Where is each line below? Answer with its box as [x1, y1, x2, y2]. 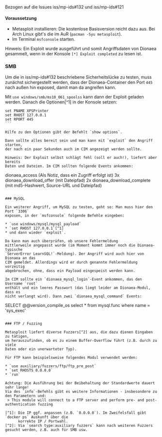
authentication [5, 402, 36, 407]
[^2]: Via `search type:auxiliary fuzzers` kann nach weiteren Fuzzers [5, 423, 153, 428]
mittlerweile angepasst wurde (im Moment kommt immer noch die [5, 243, 136, 248]
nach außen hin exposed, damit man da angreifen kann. [5, 84, 116, 90]
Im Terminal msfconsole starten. [12, 36, 75, 42]
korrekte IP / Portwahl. [17, 419, 68, 424]
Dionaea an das [5, 255, 36, 260]
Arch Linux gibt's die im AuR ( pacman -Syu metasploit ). [12, 31, 122, 37]
